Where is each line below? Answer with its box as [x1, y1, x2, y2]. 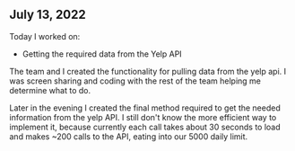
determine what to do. [9, 84, 91, 95]
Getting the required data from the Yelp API [22, 49, 182, 59]
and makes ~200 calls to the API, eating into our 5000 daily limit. [9, 130, 248, 142]
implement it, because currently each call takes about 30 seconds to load [9, 121, 281, 132]
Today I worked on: [9, 31, 81, 41]
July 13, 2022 [9, 7, 87, 22]
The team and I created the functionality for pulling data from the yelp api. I [9, 66, 287, 76]
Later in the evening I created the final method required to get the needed [9, 102, 281, 113]
